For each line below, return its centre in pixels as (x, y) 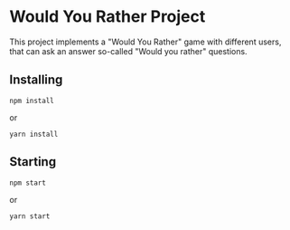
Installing (36, 80)
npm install (32, 101)
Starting (33, 162)
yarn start (30, 216)
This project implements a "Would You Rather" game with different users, (145, 42)
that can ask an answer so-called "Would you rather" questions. (128, 51)
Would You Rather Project (108, 17)
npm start (28, 183)
